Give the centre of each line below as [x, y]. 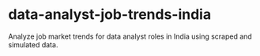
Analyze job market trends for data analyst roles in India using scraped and [130, 36]
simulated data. [33, 44]
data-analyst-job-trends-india [110, 15]
